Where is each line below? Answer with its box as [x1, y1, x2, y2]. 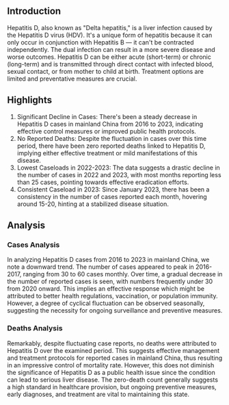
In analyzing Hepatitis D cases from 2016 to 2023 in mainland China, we [7, 256, 210, 264]
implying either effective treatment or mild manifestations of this [16, 148, 198, 157]
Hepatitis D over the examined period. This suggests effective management [7, 346, 220, 354]
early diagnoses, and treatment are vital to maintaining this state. [7, 390, 190, 398]
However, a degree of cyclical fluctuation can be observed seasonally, [7, 299, 205, 307]
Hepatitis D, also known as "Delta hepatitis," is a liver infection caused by [7, 23, 213, 31]
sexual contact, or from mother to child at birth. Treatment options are [7, 67, 204, 75]
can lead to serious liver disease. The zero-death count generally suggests [7, 376, 219, 384]
